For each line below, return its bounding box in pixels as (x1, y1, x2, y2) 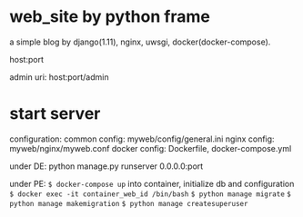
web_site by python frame (9, 6, 211, 27)
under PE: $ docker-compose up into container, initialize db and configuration (9, 178, 295, 189)
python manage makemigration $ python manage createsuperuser (9, 199, 248, 208)
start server (9, 104, 101, 124)
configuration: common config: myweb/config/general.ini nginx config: (9, 133, 275, 144)
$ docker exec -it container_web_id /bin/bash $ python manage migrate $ (9, 189, 291, 199)
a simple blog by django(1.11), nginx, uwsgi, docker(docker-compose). (9, 36, 271, 47)
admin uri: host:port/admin (9, 71, 109, 83)
